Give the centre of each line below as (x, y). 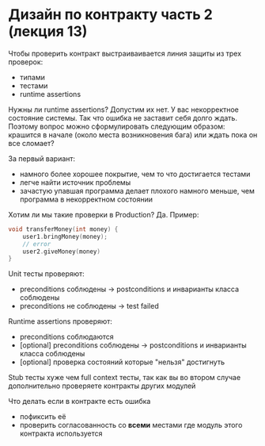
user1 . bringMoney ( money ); (65, 236)
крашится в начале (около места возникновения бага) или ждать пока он (133, 135)
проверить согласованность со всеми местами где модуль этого (131, 425)
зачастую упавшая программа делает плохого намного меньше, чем (137, 190)
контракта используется (61, 433)
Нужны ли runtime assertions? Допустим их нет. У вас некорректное (124, 110)
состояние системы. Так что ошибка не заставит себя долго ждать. (123, 117)
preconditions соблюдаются (67, 337)
